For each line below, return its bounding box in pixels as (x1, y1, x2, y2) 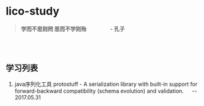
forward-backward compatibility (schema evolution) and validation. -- (14, 87, 197, 94)
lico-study (5, 4, 60, 18)
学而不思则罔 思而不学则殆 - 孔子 (20, 25, 125, 32)
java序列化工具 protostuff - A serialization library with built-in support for (14, 80, 198, 88)
